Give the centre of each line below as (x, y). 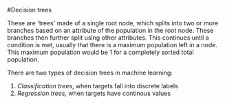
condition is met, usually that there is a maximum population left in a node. (112, 45)
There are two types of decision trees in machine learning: (90, 73)
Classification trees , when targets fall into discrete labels (98, 86)
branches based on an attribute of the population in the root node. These (110, 30)
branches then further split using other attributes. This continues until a (108, 38)
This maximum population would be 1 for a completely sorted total (100, 52)
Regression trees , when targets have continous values (94, 93)
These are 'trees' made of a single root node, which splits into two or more (113, 23)
